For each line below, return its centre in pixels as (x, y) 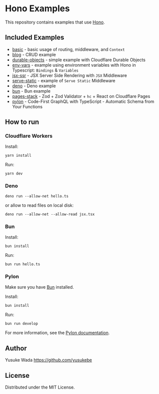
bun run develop (21, 324)
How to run (22, 122)
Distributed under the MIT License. (40, 387)
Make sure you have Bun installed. (40, 287)
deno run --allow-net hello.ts (37, 196)
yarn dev (14, 174)
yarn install (18, 156)
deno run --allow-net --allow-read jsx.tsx (50, 214)
